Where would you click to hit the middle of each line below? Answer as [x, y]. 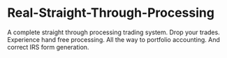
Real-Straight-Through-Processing [111, 13]
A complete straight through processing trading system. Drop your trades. [113, 32]
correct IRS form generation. [48, 47]
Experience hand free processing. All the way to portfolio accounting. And [113, 39]
